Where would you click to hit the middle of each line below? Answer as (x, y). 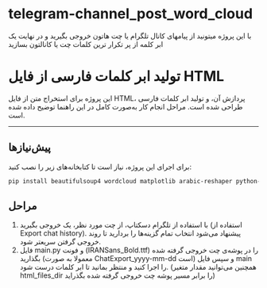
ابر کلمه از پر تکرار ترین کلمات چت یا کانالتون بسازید (86, 44)
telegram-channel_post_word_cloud (130, 14)
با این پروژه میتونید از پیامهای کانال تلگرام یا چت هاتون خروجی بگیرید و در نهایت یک (130, 36)
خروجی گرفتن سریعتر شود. (60, 242)
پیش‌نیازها (30, 148)
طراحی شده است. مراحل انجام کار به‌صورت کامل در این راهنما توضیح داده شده (126, 106)
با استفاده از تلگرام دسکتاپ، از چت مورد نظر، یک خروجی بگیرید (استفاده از (131, 225)
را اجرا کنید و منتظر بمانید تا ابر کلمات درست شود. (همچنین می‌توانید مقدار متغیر (138, 267)
